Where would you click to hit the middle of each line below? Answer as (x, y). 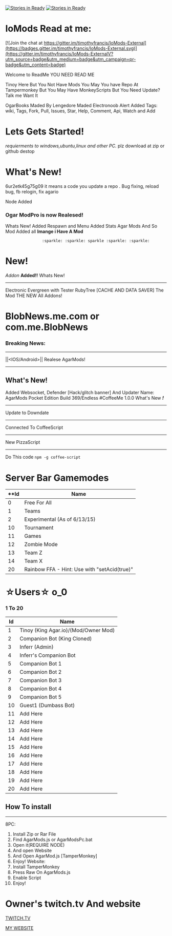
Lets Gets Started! (45, 132)
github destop (20, 151)
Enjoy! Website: (29, 861)
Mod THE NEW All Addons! (34, 296)
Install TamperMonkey (36, 867)
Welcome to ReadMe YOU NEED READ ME (50, 74)
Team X (34, 561)
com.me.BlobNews (47, 327)
